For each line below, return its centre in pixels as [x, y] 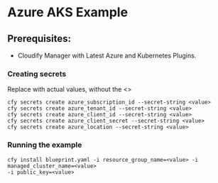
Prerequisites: [39, 39]
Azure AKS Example [68, 12]
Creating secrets [37, 74]
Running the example [45, 145]
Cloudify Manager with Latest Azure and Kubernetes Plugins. [107, 55]
